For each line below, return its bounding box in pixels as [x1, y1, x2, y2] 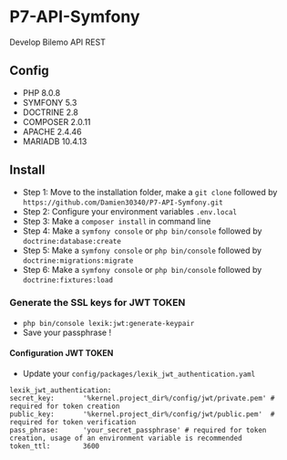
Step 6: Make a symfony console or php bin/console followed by [22, 264, 262, 275]
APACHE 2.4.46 [22, 126, 82, 137]
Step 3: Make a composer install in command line [22, 215, 211, 226]
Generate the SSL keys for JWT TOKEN [9, 297, 186, 309]
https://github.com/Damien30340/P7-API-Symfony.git [22, 198, 223, 207]
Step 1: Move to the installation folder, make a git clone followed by [22, 186, 278, 197]
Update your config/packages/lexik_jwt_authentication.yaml [22, 368, 256, 380]
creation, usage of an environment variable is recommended [9, 434, 243, 444]
